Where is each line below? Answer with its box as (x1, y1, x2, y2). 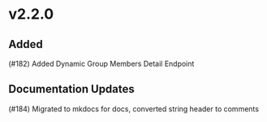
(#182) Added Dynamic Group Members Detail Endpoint (8, 59, 195, 68)
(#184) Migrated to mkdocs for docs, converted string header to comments (8, 103, 260, 114)
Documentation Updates (8, 82, 136, 96)
